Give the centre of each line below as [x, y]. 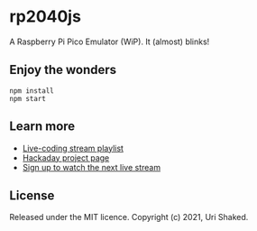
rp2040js [45, 17]
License [32, 195]
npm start [28, 98]
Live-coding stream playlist [73, 148]
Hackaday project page [66, 157]
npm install [32, 91]
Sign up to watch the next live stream [91, 167]
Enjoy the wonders [63, 70]
